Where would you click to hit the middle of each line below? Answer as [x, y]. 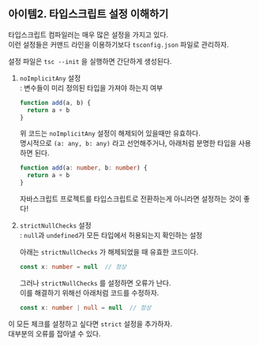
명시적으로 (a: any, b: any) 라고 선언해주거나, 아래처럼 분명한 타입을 [128, 143]
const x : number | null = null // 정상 [85, 307]
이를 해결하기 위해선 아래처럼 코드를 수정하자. [89, 292]
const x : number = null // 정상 [73, 267]
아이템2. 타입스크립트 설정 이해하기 [88, 14]
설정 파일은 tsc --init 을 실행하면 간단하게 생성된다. [90, 61]
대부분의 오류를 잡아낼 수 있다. [54, 333]
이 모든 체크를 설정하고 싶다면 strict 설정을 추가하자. [90, 324]
